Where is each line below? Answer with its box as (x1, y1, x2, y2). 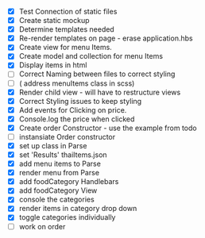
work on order (18, 221, 66, 231)
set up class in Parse (18, 140, 87, 150)
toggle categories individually (18, 213, 116, 222)
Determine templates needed (18, 25, 114, 34)
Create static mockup (18, 16, 90, 25)
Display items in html (18, 60, 87, 70)
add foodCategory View (18, 186, 98, 195)
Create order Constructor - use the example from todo (18, 123, 197, 132)
